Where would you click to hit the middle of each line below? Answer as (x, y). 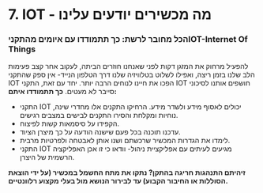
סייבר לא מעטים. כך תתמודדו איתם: (62, 92)
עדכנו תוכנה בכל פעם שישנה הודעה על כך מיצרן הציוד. (100, 132)
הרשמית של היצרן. (47, 157)
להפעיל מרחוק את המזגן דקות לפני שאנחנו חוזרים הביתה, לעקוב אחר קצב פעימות (128, 66)
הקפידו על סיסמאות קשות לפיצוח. (70, 123)
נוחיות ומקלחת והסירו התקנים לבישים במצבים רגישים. (99, 115)
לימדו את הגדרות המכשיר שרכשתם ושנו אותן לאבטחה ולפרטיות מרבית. (125, 141)
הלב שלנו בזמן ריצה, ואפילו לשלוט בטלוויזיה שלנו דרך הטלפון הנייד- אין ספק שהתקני (131, 75)
